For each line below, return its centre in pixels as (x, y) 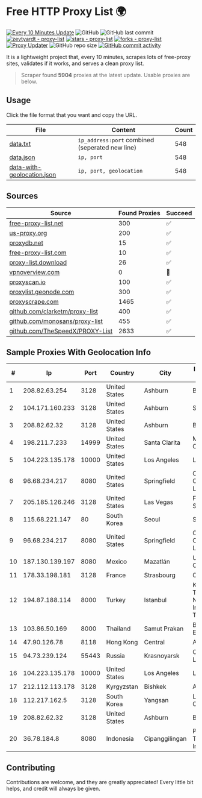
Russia (115, 656)
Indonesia (120, 739)
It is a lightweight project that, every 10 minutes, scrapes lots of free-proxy (99, 57)
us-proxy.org (28, 233)
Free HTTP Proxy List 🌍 (66, 12)
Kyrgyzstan (122, 686)
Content (124, 130)
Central (155, 642)
